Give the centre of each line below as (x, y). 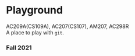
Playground (34, 10)
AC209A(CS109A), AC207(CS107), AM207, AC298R (67, 26)
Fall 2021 (19, 47)
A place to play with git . (35, 32)
